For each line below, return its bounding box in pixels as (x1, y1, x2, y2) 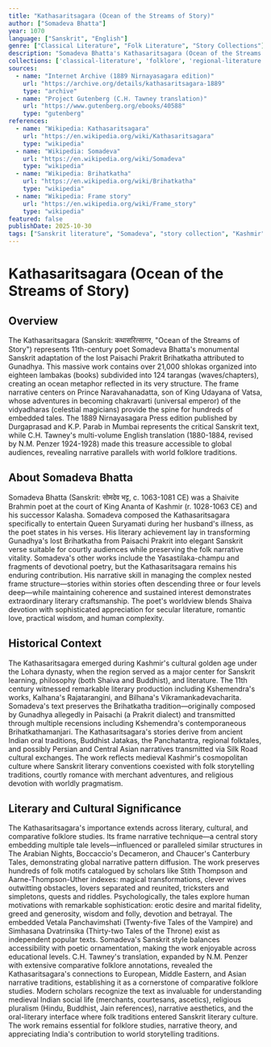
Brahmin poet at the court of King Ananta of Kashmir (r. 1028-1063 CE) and (8, 501, 258, 511)
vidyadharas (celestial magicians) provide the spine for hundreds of (8, 405, 233, 414)
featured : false (8, 215, 63, 223)
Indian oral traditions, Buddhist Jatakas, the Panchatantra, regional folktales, (8, 735, 262, 745)
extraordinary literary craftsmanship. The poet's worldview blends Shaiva (8, 596, 252, 606)
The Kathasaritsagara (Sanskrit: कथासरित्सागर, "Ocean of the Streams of (8, 336, 240, 344)
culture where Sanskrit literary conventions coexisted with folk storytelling (8, 761, 255, 770)
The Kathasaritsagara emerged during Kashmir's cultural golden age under (8, 658, 257, 668)
